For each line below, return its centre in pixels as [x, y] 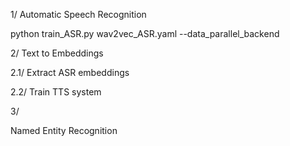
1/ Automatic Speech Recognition [78, 14]
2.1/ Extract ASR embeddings [70, 72]
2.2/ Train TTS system [56, 92]
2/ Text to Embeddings [57, 53]
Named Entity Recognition [64, 130]
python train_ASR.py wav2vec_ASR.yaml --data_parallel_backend [145, 33]
